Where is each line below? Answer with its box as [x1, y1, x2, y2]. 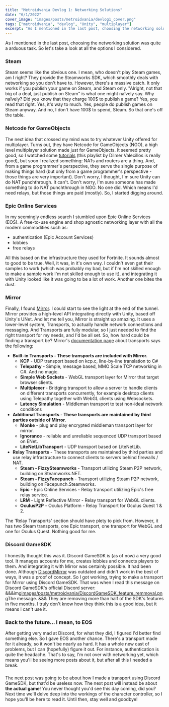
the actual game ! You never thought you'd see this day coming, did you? [5, 685, 156, 691]
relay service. [20, 492, 49, 498]
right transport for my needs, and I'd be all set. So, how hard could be [5, 332, 149, 338]
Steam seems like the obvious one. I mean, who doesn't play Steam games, [5, 69, 162, 76]
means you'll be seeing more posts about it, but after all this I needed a [5, 657, 152, 663]
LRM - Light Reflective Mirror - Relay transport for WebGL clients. [20, 497, 156, 503]
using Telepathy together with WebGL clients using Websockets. [20, 396, 154, 402]
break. [5, 662, 19, 668]
